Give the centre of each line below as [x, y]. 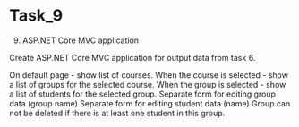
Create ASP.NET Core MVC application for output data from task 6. [132, 57]
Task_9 [36, 16]
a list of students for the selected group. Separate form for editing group [142, 94]
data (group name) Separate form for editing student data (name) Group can [150, 103]
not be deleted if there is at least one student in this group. [117, 113]
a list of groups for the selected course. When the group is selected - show [148, 84]
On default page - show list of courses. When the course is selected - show [149, 75]
